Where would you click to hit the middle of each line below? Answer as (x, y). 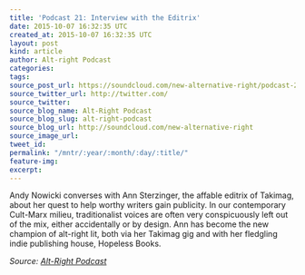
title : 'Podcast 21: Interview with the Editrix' (105, 18)
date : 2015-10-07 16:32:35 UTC (69, 26)
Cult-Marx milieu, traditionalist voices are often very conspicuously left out (149, 215)
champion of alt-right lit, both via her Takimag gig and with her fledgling (144, 234)
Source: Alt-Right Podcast (58, 261)
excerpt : (26, 170)
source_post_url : (42, 85)
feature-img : (34, 161)
